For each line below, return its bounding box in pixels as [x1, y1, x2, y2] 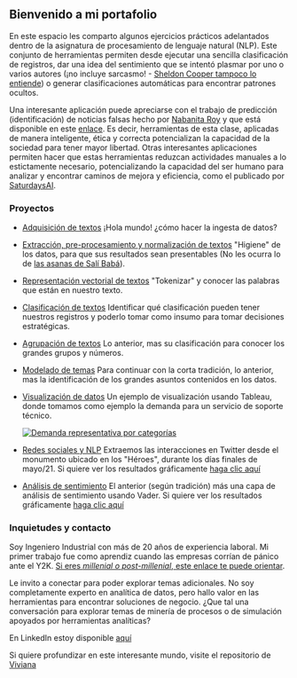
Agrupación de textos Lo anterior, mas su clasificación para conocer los [21, 338, 285, 349]
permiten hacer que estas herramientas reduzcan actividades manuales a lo [9, 151, 286, 162]
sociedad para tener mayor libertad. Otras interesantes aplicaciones [9, 142, 257, 153]
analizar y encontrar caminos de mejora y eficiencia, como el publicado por [9, 170, 285, 181]
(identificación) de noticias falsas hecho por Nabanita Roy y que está [9, 114, 262, 124]
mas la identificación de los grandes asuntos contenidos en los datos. [21, 374, 277, 385]
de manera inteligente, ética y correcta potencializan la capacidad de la [9, 132, 270, 143]
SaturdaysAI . [9, 179, 56, 190]
